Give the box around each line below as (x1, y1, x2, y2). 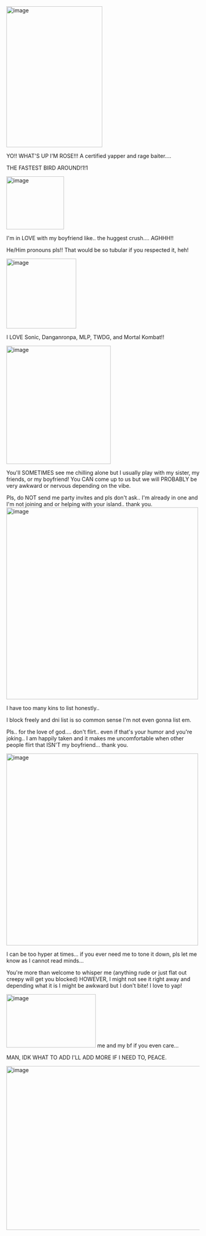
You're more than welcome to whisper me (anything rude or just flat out (6, 969, 187, 976)
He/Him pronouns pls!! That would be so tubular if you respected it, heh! (6, 246, 189, 254)
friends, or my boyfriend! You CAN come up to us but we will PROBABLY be (6, 475, 197, 483)
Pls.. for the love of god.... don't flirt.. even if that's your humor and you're (6, 728, 193, 735)
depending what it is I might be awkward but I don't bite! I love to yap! (6, 982, 183, 989)
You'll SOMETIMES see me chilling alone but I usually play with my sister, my (6, 469, 200, 476)
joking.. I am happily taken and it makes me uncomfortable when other (6, 735, 184, 742)
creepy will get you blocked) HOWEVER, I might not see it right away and (6, 976, 191, 982)
